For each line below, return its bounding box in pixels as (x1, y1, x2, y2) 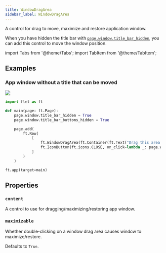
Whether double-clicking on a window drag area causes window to (5, 228, 142, 234)
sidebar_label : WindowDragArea (5, 12, 70, 17)
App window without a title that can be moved (5, 79, 118, 85)
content (5, 196, 24, 202)
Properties (5, 181, 39, 189)
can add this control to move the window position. (5, 40, 107, 46)
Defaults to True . (5, 243, 39, 249)
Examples (5, 64, 36, 72)
